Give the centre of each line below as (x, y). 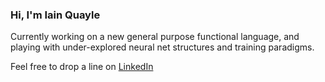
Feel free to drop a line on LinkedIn (82, 67)
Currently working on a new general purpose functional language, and (155, 37)
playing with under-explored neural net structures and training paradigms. (162, 47)
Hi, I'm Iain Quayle (55, 15)
